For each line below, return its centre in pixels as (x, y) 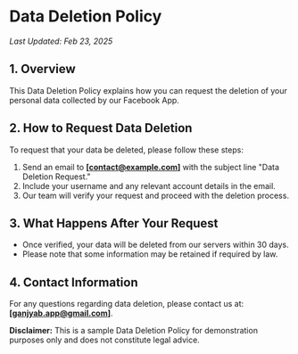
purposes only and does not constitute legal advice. (105, 340)
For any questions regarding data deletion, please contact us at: (127, 304)
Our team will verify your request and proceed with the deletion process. (156, 195)
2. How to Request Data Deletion (101, 128)
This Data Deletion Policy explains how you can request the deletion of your (148, 90)
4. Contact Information (74, 282)
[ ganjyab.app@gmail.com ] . (61, 313)
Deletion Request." (56, 177)
